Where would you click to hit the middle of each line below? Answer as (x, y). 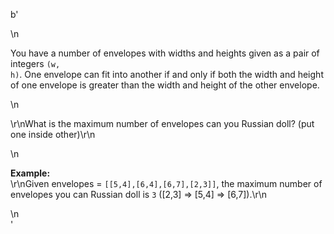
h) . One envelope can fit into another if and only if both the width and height (167, 74)
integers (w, (35, 63)
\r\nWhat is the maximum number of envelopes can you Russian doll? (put (162, 123)
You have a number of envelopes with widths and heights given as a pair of (165, 53)
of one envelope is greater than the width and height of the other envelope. (165, 85)
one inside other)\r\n (53, 134)
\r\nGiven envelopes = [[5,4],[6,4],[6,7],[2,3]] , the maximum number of (166, 183)
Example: (30, 173)
